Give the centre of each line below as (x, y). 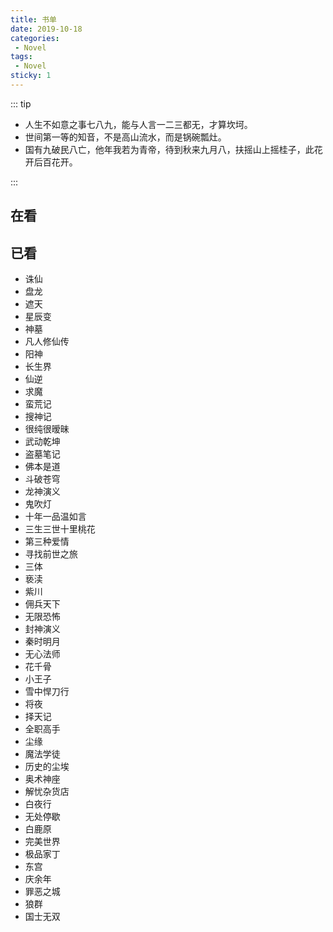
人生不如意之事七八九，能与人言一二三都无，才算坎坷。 (138, 124)
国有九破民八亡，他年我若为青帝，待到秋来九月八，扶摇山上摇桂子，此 (169, 149)
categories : (35, 38)
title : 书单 (33, 19)
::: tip (21, 103)
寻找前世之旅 (51, 554)
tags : (21, 57)
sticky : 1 (31, 76)
